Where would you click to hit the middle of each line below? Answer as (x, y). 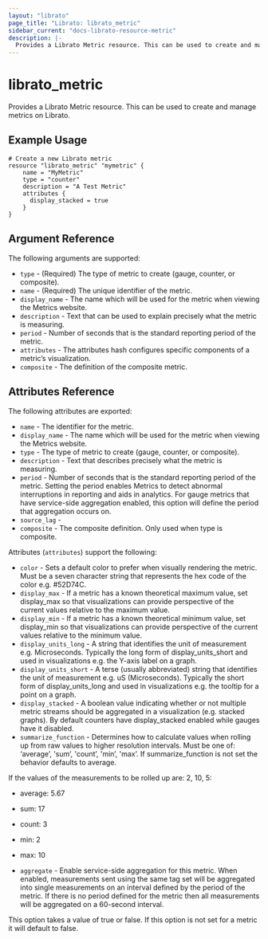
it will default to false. (43, 928)
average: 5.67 (42, 793)
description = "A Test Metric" (75, 187)
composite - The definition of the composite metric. (103, 367)
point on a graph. (48, 694)
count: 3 (33, 824)
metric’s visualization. (55, 358)
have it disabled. (47, 728)
